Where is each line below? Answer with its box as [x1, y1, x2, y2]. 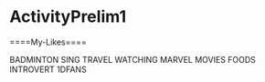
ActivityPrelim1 [9, 6, 126, 27]
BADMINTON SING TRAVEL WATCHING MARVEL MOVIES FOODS [9, 54, 256, 65]
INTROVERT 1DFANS [9, 64, 87, 75]
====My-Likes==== [9, 36, 87, 47]
